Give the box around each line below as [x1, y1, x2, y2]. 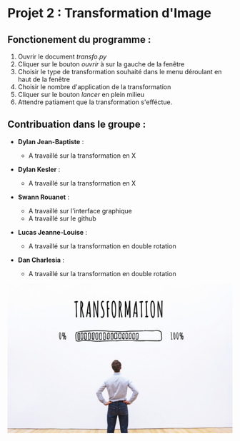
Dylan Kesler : [17, 165, 61, 173]
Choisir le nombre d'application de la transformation [17, 83, 171, 91]
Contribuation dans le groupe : [7, 118, 146, 131]
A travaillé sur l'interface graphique [28, 206, 132, 215]
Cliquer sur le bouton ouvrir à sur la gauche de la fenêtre [17, 60, 185, 69]
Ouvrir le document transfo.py [17, 52, 107, 61]
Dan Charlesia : [17, 255, 65, 264]
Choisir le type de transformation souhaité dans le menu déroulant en [17, 68, 222, 76]
